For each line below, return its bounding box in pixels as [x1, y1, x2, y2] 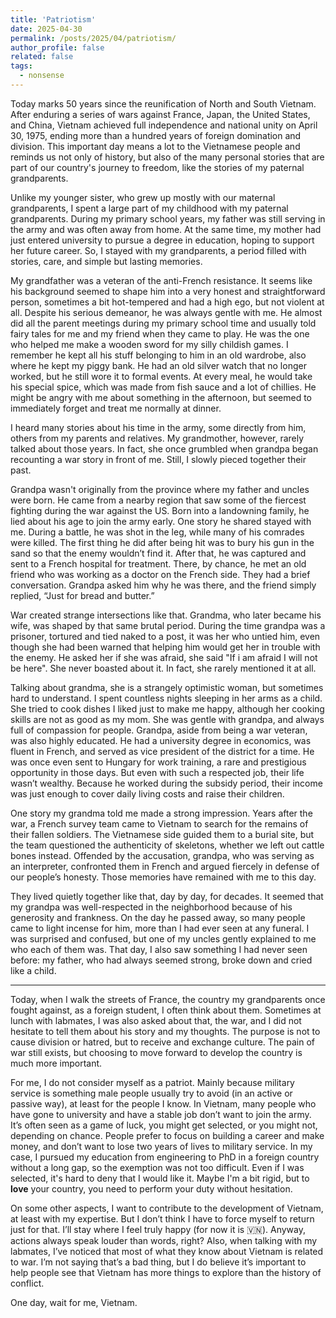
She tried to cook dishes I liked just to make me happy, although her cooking [10, 702, 325, 715]
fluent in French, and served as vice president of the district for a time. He [10, 745, 315, 757]
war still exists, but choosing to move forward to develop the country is [10, 1046, 303, 1058]
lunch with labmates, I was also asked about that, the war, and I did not [10, 1014, 302, 1026]
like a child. [10, 964, 57, 976]
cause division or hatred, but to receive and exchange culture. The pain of [10, 1036, 315, 1048]
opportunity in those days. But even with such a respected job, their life [10, 766, 305, 778]
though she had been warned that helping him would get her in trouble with [10, 641, 321, 653]
